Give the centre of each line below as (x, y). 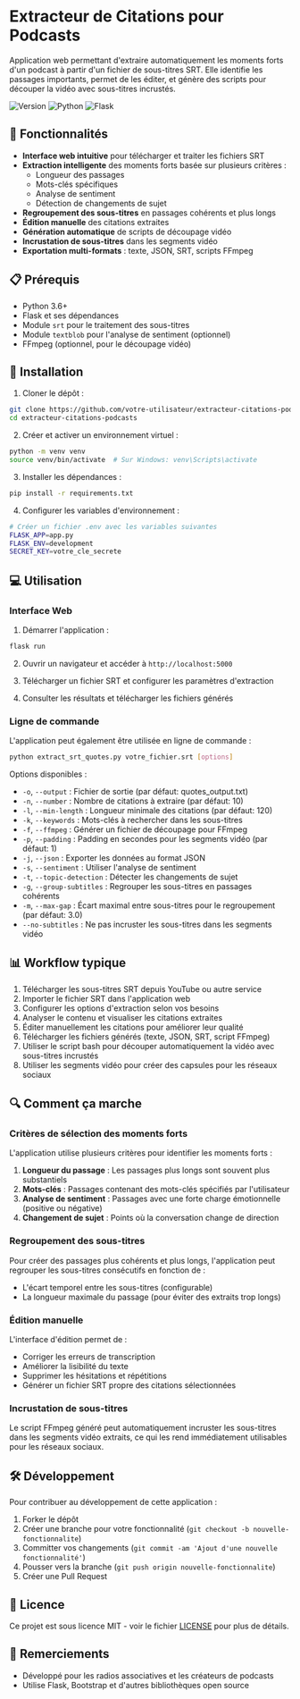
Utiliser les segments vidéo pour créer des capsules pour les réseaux (150, 1064)
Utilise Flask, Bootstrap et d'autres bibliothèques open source (136, 1685)
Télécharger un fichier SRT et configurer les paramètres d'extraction (148, 680)
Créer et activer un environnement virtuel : (100, 435)
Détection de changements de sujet (101, 203)
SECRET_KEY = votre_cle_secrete (66, 551)
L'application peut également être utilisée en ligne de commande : (130, 741)
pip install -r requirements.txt (71, 493)
